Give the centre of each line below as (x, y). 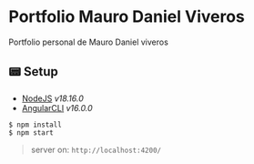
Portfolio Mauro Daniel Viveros (127, 17)
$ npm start (31, 133)
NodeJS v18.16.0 (52, 98)
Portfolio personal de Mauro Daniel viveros (89, 42)
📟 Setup (33, 72)
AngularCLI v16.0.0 (57, 108)
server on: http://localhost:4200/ (96, 149)
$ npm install (36, 125)
